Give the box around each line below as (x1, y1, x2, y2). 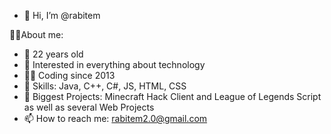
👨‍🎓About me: (9, 29, 64, 40)
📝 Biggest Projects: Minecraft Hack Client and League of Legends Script (23, 91, 322, 102)
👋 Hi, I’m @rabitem (23, 10, 101, 21)
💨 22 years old (23, 48, 84, 60)
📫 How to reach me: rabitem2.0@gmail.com (23, 113, 208, 124)
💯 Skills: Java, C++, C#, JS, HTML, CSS (23, 80, 187, 92)
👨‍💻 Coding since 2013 (23, 70, 116, 81)
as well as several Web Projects (23, 101, 155, 113)
